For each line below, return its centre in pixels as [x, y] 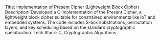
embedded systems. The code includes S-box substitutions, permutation [79, 22]
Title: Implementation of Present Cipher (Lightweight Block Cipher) [72, 7]
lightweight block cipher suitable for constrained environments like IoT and [80, 17]
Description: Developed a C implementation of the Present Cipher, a [73, 12]
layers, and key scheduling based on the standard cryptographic [70, 27]
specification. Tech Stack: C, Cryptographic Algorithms [61, 33]
